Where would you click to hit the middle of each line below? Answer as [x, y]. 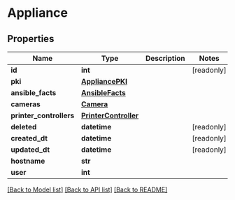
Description [165, 58]
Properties [31, 39]
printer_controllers [43, 115]
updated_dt [30, 150]
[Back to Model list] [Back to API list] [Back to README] [87, 190]
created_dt [29, 138]
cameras [26, 104]
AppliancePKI [105, 81]
